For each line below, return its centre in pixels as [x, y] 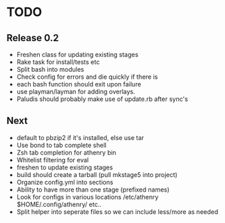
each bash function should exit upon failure [79, 84]
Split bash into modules [50, 69]
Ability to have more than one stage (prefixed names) [93, 190]
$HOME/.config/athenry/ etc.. [59, 204]
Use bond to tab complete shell [62, 145]
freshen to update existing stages [64, 167]
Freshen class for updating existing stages [77, 54]
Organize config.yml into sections [65, 182]
